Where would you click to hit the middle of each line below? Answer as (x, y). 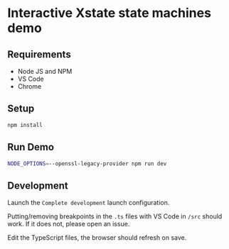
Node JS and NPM (45, 71)
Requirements (39, 54)
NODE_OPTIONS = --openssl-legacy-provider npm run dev (87, 164)
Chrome (30, 86)
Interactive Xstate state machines (110, 13)
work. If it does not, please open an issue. (69, 224)
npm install (25, 125)
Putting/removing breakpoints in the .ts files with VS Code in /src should (115, 216)
